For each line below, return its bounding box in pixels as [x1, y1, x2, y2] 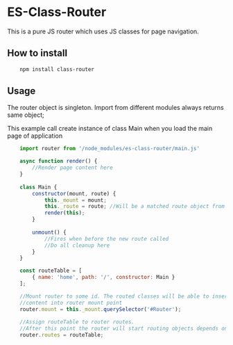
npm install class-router [19, 65, 95, 73]
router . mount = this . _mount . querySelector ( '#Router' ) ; [19, 305, 182, 313]
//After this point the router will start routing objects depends [19, 325, 218, 332]
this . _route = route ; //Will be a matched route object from [44, 203, 225, 210]
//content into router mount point [19, 299, 123, 306]
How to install [7, 47, 68, 59]
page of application [7, 131, 63, 140]
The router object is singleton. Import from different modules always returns [7, 104, 224, 112]
